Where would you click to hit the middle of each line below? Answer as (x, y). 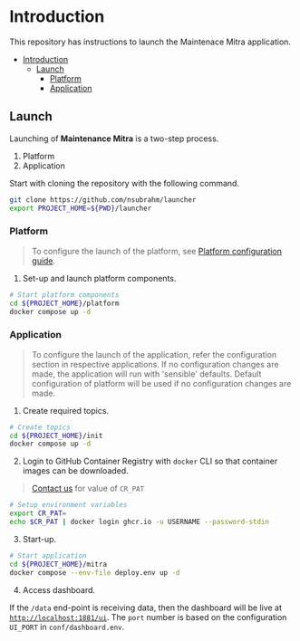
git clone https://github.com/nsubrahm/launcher (103, 200)
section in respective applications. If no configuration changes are (155, 364)
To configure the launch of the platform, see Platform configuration (157, 251)
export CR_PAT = (38, 513)
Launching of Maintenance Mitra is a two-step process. (114, 139)
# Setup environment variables (68, 505)
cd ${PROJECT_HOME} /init (56, 435)
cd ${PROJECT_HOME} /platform (64, 303)
